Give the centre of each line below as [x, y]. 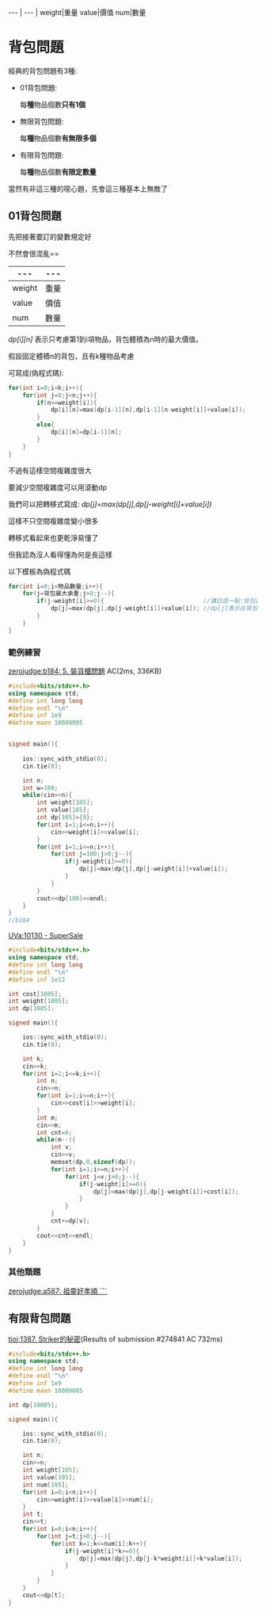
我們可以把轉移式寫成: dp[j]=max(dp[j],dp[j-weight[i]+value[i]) [110, 504]
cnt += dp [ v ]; [70, 1221]
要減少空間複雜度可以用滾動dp [58, 487]
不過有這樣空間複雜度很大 [50, 470]
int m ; [47, 1118]
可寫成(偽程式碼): [36, 372]
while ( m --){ [57, 1140]
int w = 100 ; [40, 788]
